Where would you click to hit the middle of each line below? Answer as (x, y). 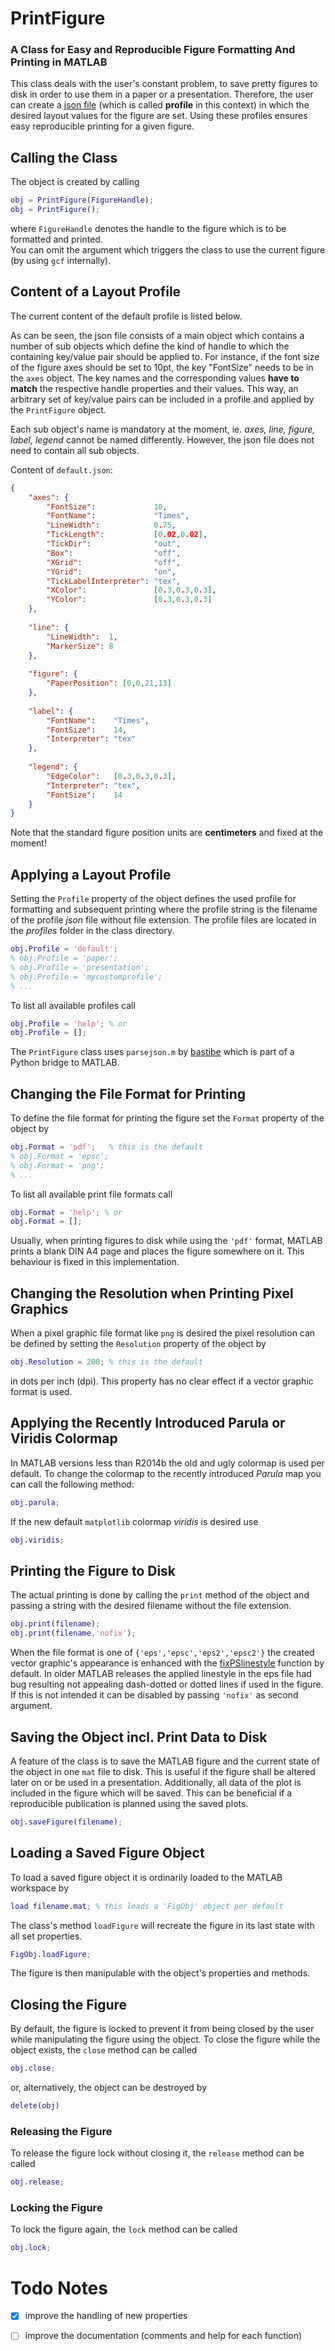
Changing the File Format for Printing (128, 1093)
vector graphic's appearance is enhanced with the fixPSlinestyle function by (167, 1663)
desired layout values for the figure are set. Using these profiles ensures (159, 116)
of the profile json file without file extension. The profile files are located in (163, 920)
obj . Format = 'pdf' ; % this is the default (106, 1147)
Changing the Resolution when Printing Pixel (152, 1293)
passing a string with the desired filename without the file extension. (151, 1606)
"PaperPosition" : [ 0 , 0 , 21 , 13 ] (109, 683)
